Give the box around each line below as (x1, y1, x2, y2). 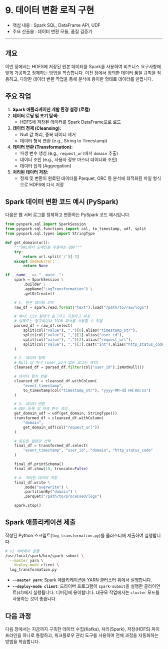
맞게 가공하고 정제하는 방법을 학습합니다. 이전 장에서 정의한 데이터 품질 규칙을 (5, 70, 156, 76)
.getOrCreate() (23, 291, 55, 296)
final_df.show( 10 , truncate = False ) (14, 466, 88, 471)
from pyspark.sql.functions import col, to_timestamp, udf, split (5, 227, 146, 232)
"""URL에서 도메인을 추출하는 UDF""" (14, 245, 82, 250)
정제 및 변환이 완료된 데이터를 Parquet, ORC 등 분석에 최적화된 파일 (19, 175, 152, 181)
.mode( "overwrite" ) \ (23, 485, 68, 490)
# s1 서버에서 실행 (5, 548, 39, 554)
